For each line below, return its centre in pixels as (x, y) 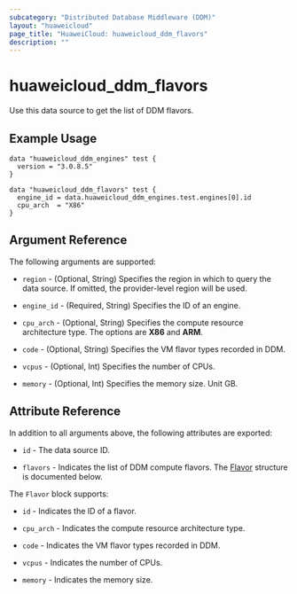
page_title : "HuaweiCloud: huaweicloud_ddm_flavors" (109, 34)
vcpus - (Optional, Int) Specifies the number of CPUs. (118, 366)
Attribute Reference (65, 412)
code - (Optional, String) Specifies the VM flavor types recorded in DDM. (154, 349)
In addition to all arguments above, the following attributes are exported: (141, 433)
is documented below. (63, 476)
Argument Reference (68, 240)
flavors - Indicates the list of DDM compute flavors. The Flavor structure (155, 467)
